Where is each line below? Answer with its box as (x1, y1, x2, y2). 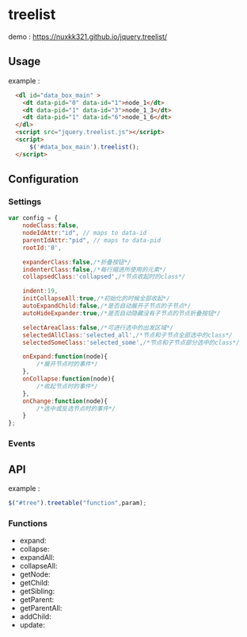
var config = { (8, 214, 59, 222)
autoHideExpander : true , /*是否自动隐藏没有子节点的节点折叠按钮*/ (22, 309, 221, 317)
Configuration (8, 172, 79, 186)
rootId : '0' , (22, 244, 62, 252)
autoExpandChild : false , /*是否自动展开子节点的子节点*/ (22, 302, 192, 311)
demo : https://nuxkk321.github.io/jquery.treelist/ (8, 32, 168, 41)
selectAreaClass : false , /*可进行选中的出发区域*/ (22, 323, 174, 331)
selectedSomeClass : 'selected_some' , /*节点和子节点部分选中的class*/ (22, 338, 240, 346)
